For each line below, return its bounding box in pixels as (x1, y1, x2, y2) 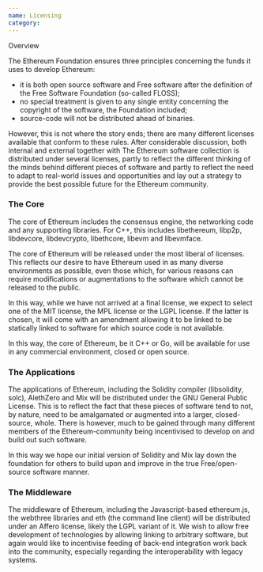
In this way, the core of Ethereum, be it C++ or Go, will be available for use (8, 338, 250, 348)
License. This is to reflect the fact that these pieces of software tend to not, (8, 401, 254, 411)
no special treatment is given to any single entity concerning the (19, 97, 229, 106)
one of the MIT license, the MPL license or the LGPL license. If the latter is (8, 306, 249, 316)
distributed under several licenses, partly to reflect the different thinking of (8, 153, 251, 163)
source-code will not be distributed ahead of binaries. (19, 113, 195, 123)
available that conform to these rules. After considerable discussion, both (8, 137, 247, 146)
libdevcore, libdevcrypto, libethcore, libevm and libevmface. (8, 233, 203, 243)
